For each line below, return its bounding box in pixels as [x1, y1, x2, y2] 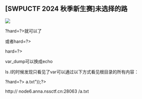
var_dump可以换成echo [5, 58, 53, 64]
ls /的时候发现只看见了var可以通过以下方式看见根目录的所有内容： [5, 68, 139, 75]
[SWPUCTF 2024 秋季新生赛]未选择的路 [5, 4, 128, 13]
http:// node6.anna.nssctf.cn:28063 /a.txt [5, 88, 89, 94]
